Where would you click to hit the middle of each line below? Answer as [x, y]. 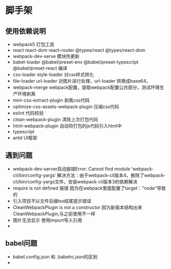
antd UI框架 [25, 138]
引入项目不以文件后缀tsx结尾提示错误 [52, 201]
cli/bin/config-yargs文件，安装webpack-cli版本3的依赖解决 [75, 181]
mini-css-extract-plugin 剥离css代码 [51, 100]
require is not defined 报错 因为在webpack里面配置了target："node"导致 [89, 188]
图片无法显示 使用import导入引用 [47, 220]
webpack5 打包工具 [34, 44]
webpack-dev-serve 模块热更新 [46, 56]
